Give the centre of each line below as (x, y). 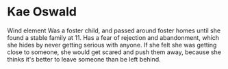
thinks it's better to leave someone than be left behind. (84, 59)
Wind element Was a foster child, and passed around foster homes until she (114, 30)
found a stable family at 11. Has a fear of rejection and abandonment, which (113, 37)
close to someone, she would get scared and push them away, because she (114, 52)
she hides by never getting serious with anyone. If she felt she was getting (112, 45)
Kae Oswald (42, 12)
